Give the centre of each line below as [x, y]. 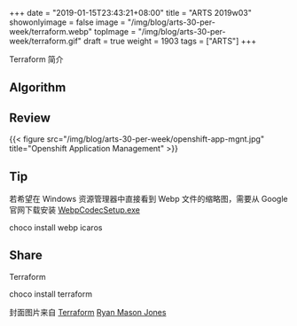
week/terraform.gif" [46, 41]
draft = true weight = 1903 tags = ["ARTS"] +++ [170, 41]
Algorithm [38, 88]
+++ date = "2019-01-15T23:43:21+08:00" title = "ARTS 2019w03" [131, 13]
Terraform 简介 [36, 59]
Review [30, 117]
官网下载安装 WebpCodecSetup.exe [74, 210]
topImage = [115, 31]
